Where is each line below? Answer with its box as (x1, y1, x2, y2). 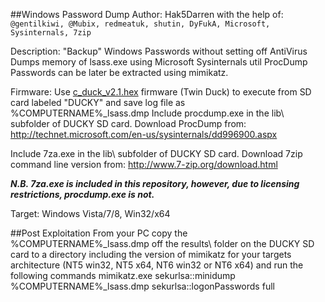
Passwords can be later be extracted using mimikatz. (10, 67, 229, 78)
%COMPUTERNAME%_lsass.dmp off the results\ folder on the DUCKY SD (10, 238, 315, 249)
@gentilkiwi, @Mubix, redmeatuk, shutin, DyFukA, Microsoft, (10, 19, 271, 29)
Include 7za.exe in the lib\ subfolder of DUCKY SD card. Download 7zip (10, 148, 303, 159)
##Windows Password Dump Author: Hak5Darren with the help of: (10, 9, 284, 20)
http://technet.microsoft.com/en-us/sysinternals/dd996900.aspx (10, 129, 278, 140)
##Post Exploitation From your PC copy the (10, 227, 188, 239)
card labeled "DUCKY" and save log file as (10, 97, 186, 108)
